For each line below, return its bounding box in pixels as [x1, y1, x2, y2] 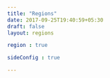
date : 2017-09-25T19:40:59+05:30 [7, 17, 104, 23]
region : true [7, 42, 48, 49]
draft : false [7, 23, 45, 30]
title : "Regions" [7, 10, 57, 17]
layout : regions [7, 29, 54, 37]
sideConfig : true [7, 55, 60, 61]
